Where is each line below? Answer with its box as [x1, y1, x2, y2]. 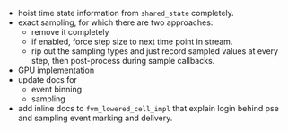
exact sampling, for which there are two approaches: [17, 17, 214, 28]
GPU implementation [17, 65, 95, 75]
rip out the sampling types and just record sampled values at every [31, 46, 279, 57]
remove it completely [31, 27, 109, 37]
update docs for [17, 75, 78, 84]
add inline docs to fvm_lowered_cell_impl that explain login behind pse [17, 103, 280, 113]
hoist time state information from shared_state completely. [17, 8, 235, 18]
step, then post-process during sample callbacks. [31, 56, 215, 66]
